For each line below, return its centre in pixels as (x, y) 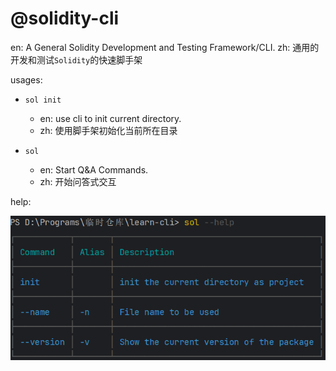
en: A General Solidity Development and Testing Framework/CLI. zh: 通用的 (165, 47)
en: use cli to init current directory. (110, 118)
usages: (26, 79)
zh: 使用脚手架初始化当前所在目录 (108, 130)
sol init (43, 100)
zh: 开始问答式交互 (78, 181)
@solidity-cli (65, 18)
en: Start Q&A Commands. (94, 169)
